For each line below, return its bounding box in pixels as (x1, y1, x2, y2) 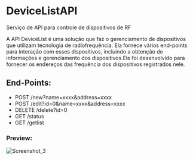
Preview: (6, 134, 33, 142)
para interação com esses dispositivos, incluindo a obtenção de (6, 48, 163, 55)
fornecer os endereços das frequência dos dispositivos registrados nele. (6, 61, 185, 68)
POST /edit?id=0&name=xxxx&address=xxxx (14, 100, 125, 107)
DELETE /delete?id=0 (14, 106, 68, 114)
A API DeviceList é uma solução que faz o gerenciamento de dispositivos (6, 35, 186, 42)
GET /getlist (14, 119, 44, 126)
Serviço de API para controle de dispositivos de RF (6, 24, 131, 31)
